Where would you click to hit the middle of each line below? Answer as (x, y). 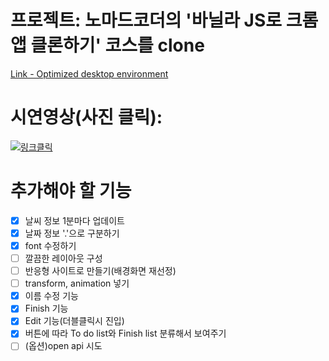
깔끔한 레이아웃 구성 (63, 258)
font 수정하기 (50, 245)
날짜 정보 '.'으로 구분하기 (72, 233)
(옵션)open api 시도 (63, 346)
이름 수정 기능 (51, 296)
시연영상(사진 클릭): (86, 117)
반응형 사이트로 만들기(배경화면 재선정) (100, 271)
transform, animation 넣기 (77, 283)
